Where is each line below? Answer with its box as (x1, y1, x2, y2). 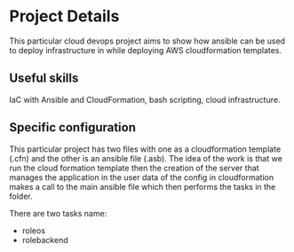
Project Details (9, 6, 120, 27)
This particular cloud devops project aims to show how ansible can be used (9, 35, 286, 46)
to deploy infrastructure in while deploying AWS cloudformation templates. (9, 44, 282, 55)
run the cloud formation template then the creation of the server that (9, 162, 259, 173)
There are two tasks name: (9, 208, 107, 218)
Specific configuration (9, 120, 136, 135)
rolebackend (21, 234, 68, 245)
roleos (21, 224, 46, 236)
